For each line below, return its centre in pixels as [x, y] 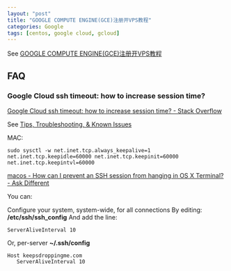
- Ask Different [29, 183]
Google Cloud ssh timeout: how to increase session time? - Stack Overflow [115, 110]
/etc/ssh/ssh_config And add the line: [62, 217]
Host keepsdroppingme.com [45, 255]
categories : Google [35, 26]
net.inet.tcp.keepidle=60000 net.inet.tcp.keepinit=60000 [93, 156]
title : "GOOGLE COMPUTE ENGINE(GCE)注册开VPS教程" [79, 20]
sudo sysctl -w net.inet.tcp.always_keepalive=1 [79, 150]
